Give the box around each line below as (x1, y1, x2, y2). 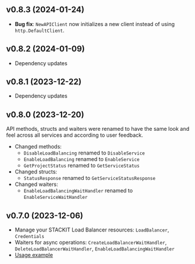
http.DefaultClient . (14, 27, 65, 34)
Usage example (14, 252, 53, 259)
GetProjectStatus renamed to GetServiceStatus (23, 162, 140, 169)
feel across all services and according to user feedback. (6, 131, 143, 139)
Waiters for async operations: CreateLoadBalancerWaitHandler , (14, 239, 167, 246)
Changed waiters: (14, 181, 58, 188)
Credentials (14, 234, 44, 240)
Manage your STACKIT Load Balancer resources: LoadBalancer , (14, 226, 170, 233)
